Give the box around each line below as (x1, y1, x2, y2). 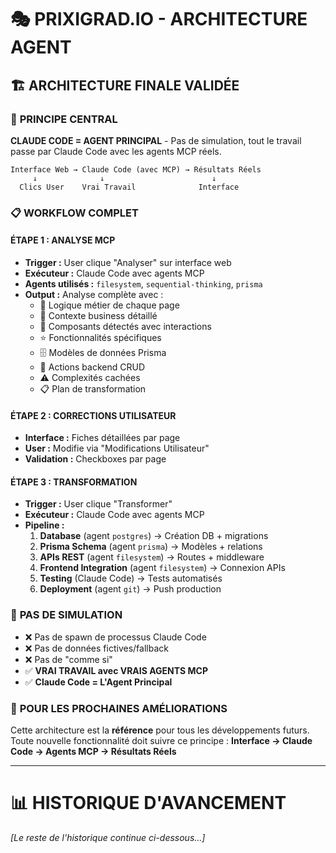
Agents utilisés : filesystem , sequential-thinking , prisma (24, 278, 263, 290)
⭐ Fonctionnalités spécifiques (39, 332, 162, 343)
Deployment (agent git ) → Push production (39, 583, 222, 595)
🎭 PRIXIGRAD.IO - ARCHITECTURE (10, 8, 308, 31)
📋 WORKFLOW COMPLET (10, 206, 139, 220)
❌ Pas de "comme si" (24, 653, 113, 665)
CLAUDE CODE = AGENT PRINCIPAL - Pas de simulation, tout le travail (10, 134, 302, 146)
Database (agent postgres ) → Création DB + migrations (39, 530, 269, 542)
